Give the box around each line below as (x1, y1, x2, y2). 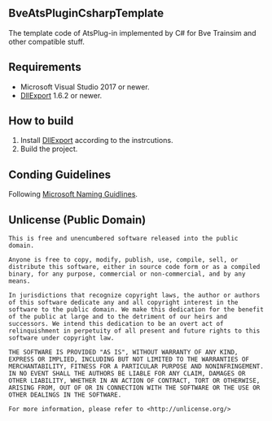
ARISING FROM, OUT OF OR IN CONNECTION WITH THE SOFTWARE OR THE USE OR (8, 384, 261, 393)
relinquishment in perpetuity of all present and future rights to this (8, 327, 261, 336)
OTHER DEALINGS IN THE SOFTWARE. (8, 391, 122, 399)
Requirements (8, 60, 81, 74)
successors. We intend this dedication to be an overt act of (8, 320, 224, 328)
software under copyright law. (8, 334, 115, 342)
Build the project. (20, 144, 78, 154)
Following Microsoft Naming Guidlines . (8, 189, 138, 199)
